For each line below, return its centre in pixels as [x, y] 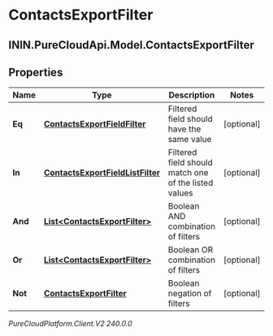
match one [188, 173]
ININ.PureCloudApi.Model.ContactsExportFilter [131, 45]
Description [192, 95]
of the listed [191, 183]
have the [184, 129]
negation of [190, 294]
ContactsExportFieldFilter [95, 124]
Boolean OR [191, 250]
